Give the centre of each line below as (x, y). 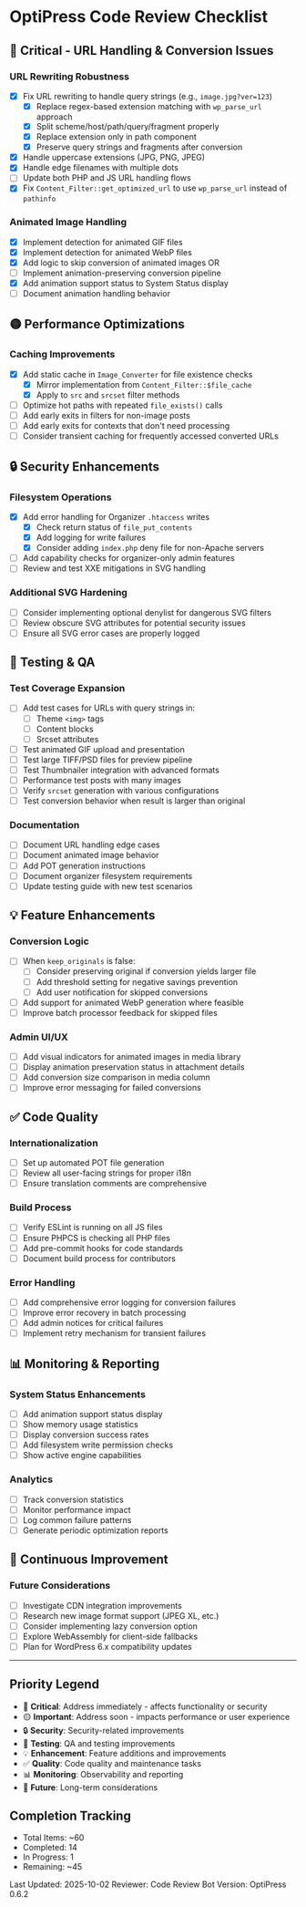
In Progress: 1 (48, 1857)
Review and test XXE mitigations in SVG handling (114, 568)
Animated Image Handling (68, 223)
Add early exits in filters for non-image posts (107, 416)
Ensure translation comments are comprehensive (115, 1184)
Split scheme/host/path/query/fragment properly (128, 126)
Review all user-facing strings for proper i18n (107, 1173)
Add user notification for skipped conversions (122, 992)
